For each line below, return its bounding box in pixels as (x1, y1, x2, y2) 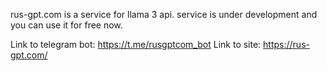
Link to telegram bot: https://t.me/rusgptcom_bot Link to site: (10, 39, 262, 50)
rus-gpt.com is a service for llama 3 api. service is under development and (10, 9, 318, 20)
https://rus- (263, 39, 310, 50)
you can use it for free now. (10, 19, 123, 31)
